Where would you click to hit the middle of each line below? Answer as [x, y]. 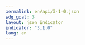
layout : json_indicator [35, 22]
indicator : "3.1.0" [29, 28]
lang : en [16, 33]
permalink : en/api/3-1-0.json [42, 11]
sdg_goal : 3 [20, 17]
